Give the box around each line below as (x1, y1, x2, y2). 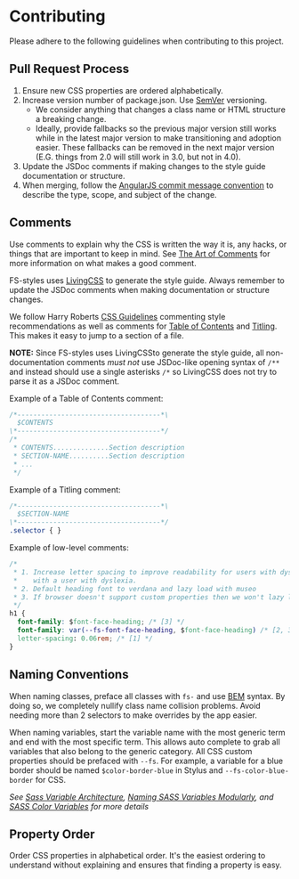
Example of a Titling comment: (9, 484, 122, 495)
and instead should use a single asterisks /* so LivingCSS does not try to (9, 366, 278, 377)
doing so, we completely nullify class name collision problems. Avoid (9, 700, 261, 711)
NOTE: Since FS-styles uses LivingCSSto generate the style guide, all (9, 347, 264, 358)
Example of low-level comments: (9, 542, 129, 553)
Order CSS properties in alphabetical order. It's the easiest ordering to (9, 851, 266, 861)
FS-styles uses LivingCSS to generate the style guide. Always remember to (9, 274, 285, 286)
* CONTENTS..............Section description (12, 444, 185, 452)
